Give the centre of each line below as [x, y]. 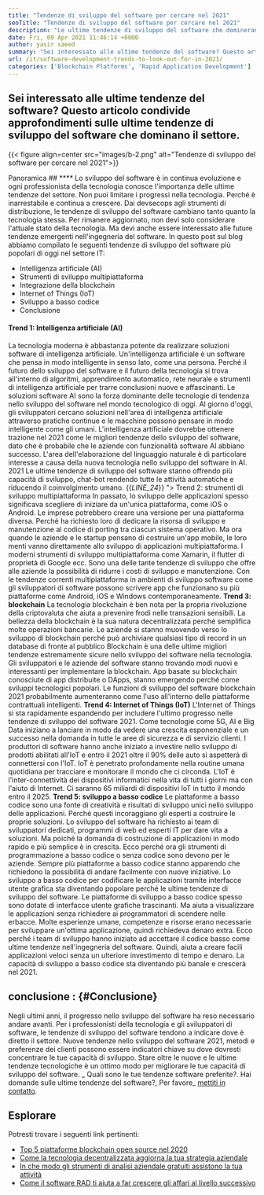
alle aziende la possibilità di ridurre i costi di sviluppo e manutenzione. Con [129, 571]
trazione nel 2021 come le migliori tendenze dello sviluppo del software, [125, 437]
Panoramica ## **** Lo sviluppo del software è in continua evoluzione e [125, 178]
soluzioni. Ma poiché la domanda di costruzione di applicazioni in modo [124, 838]
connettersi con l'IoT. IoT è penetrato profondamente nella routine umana [126, 763]
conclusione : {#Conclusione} [83, 996]
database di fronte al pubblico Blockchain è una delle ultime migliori [118, 646]
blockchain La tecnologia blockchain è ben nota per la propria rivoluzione [128, 604]
